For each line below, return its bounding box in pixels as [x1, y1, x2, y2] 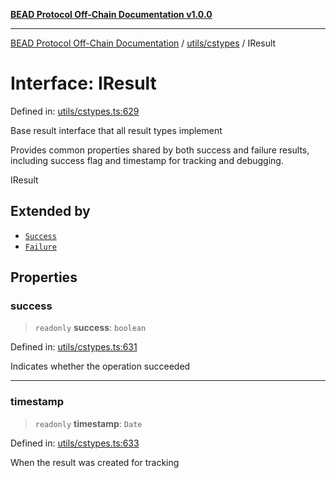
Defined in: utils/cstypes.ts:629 [10, 105, 140, 117]
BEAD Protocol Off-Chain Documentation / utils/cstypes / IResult [10, 37, 277, 49]
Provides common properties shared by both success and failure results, [10, 144, 310, 156]
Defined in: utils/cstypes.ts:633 [10, 437, 140, 449]
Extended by [10, 203, 91, 220]
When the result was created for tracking [10, 456, 180, 468]
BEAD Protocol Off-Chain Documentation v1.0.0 [10, 9, 213, 20]
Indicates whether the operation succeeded [10, 360, 191, 373]
